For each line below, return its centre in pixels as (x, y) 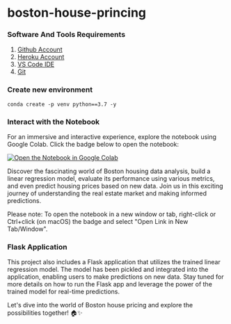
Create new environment (50, 90)
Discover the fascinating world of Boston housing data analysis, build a (109, 171)
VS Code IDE (35, 65)
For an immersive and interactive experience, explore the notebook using (112, 137)
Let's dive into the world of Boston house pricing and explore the (100, 305)
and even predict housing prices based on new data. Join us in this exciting (115, 186)
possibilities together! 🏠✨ (45, 313)
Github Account (40, 49)
